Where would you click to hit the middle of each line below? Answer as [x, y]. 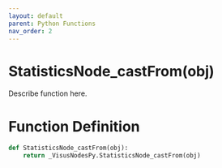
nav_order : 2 [30, 31]
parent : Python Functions [52, 24]
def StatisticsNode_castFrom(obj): [68, 148]
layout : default [36, 16]
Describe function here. [48, 93]
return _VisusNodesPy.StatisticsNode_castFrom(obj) [112, 156]
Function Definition [74, 126]
